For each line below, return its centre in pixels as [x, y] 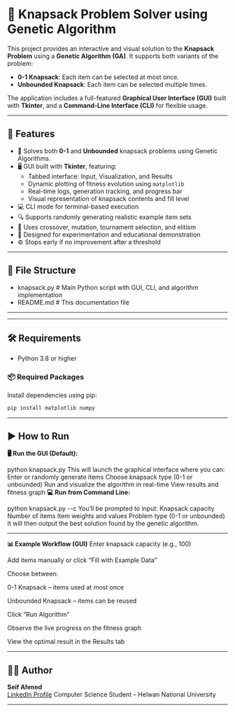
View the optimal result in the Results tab [66, 642]
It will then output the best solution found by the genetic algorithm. [103, 524]
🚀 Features [31, 134]
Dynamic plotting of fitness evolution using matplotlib [106, 183]
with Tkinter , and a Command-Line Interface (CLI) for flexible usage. [108, 105]
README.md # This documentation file [73, 302]
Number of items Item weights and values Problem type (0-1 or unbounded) [116, 516]
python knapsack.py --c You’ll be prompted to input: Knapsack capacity [111, 509]
